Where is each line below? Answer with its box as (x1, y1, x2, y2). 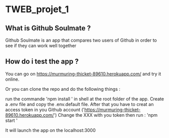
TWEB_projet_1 (5, 4, 69, 15)
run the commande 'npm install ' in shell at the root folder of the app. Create (5, 95, 164, 102)
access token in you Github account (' (5, 107, 85, 113)
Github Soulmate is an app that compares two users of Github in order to (5, 37, 157, 43)
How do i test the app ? (5, 57, 79, 66)
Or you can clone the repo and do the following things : (5, 86, 121, 92)
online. (5, 76, 19, 82)
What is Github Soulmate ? (5, 24, 91, 32)
